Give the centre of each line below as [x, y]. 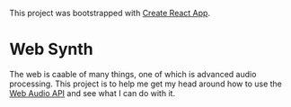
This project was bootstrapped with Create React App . [110, 13]
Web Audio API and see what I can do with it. [93, 93]
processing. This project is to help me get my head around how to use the [146, 84]
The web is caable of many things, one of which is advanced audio [133, 74]
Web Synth [51, 49]
